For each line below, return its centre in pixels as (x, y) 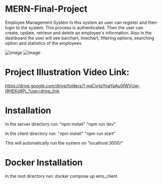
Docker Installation (44, 163)
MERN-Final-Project (46, 9)
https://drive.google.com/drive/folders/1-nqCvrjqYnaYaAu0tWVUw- (73, 86)
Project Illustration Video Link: (67, 72)
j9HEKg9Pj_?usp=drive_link (32, 91)
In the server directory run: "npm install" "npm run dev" (60, 124)
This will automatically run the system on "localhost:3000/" (64, 143)
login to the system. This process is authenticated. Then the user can (74, 27)
